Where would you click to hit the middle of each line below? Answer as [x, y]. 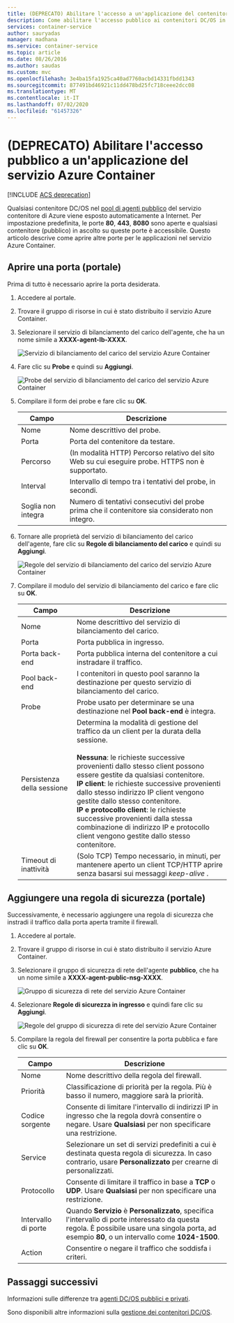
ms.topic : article [34, 53]
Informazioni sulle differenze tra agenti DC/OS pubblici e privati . [99, 1299]
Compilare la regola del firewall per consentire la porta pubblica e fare [117, 1039]
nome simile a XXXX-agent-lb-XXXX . [72, 339]
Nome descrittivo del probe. [115, 430]
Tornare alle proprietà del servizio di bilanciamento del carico [105, 536]
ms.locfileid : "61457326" [45, 111]
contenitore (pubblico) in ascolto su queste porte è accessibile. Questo [109, 230]
